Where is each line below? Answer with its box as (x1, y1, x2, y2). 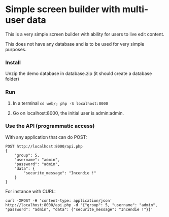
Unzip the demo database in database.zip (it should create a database (5, 70, 152, 77)
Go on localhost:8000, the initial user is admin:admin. (12, 110, 124, 116)
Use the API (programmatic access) (5, 123, 95, 130)
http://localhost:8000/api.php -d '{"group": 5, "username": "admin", (5, 202, 158, 207)
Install (5, 59, 21, 66)
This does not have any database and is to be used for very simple (5, 41, 145, 47)
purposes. (5, 46, 27, 52)
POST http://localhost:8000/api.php (5, 143, 83, 149)
